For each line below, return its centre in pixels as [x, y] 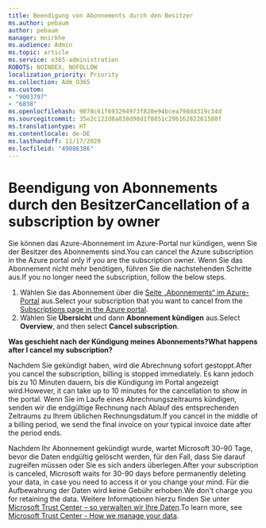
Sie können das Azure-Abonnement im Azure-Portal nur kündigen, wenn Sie [133, 244]
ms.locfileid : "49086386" [51, 148]
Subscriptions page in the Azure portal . [84, 310]
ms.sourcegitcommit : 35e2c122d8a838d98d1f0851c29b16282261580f [115, 119]
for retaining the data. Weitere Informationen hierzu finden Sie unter [119, 499]
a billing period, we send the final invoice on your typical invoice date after [130, 425]
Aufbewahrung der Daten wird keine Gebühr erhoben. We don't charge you [130, 491]
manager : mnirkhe [37, 38]
